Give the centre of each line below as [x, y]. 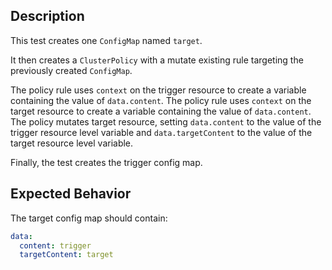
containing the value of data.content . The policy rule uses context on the [161, 100]
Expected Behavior [71, 194]
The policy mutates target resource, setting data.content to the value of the [166, 121]
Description [47, 16]
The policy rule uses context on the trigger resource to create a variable [158, 90]
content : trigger [55, 245]
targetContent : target [66, 255]
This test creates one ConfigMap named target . [106, 40]
